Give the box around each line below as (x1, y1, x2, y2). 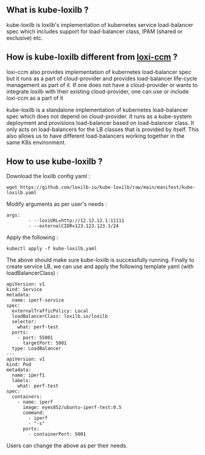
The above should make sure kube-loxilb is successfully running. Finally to (6, 257, 195, 264)
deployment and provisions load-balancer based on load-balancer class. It (6, 119, 195, 126)
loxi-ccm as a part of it (6, 94, 64, 102)
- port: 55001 (17, 335, 53, 341)
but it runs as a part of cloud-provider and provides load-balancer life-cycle (6, 75, 198, 82)
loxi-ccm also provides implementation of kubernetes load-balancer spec (6, 68, 192, 75)
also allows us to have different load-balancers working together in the (6, 132, 185, 140)
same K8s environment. (6, 138, 66, 146)
